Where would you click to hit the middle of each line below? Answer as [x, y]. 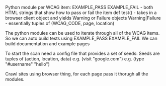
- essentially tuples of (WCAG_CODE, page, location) [60, 23]
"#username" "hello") [28, 64]
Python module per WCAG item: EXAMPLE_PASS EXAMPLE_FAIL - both [79, 7]
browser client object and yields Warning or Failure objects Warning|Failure [83, 18]
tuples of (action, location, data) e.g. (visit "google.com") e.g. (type [75, 59]
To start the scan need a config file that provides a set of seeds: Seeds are [82, 53]
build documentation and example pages [48, 44]
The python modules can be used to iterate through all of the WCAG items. [82, 33]
